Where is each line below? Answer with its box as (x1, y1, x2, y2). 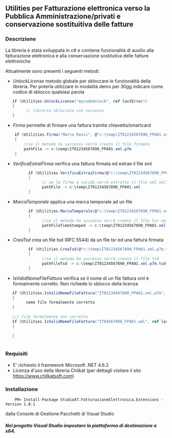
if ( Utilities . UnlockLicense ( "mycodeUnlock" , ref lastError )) (12, 98, 147, 104)
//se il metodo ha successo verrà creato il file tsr (41, 218, 159, 223)
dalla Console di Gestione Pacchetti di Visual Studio (5, 410, 114, 416)
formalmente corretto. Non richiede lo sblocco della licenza (12, 280, 138, 286)
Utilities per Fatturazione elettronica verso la (5, 4, 150, 13)
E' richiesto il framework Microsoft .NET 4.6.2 (12, 362, 109, 368)
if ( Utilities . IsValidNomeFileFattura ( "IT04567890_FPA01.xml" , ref (12, 319, 159, 324)
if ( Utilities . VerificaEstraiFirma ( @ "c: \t (28, 170, 120, 176)
